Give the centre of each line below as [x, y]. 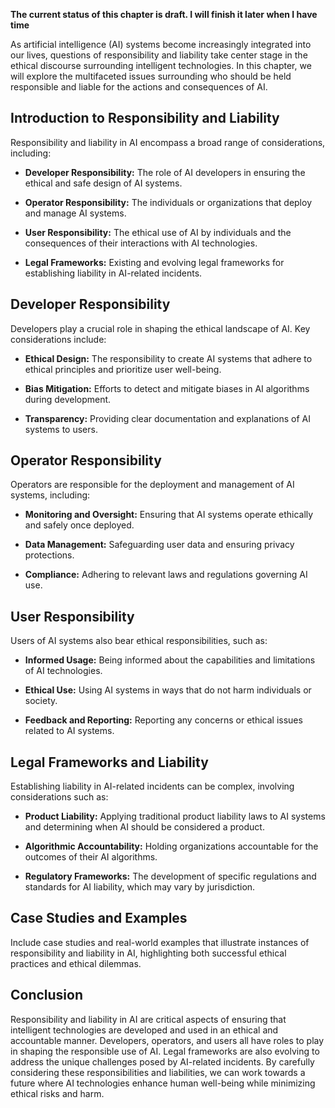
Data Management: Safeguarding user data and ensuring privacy [159, 545]
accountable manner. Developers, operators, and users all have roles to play [167, 1040]
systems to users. [61, 429]
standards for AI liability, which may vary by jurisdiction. [140, 887]
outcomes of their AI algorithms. [91, 857]
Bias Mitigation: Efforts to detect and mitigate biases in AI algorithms [167, 388]
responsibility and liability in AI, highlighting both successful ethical [148, 953]
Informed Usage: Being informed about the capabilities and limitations [170, 660]
